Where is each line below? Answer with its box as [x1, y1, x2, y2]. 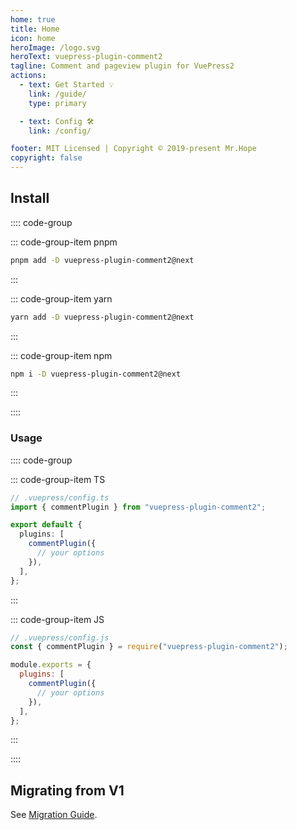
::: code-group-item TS [10, 473, 106, 485]
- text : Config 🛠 [19, 116, 95, 126]
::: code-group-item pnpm [10, 236, 118, 248]
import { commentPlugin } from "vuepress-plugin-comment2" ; [10, 502, 267, 512]
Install [10, 190, 50, 207]
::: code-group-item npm [10, 349, 113, 361]
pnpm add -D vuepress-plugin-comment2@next [10, 255, 195, 265]
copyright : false [10, 153, 83, 163]
